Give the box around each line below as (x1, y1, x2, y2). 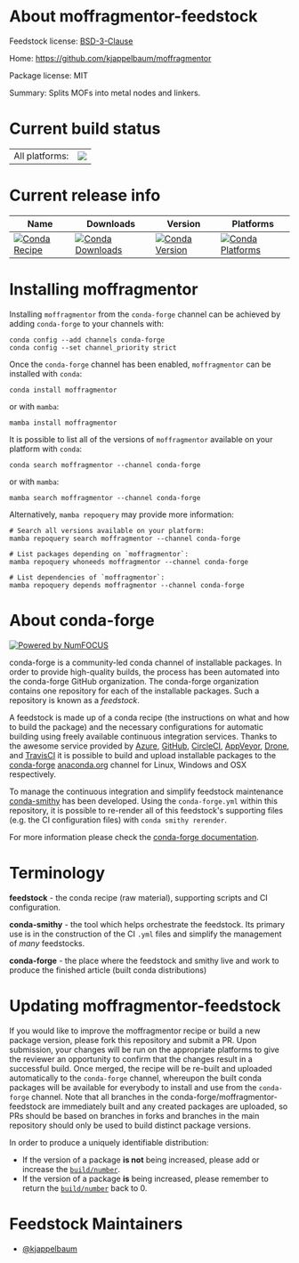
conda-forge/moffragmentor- (170, 1091, 278, 1102)
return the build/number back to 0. (21, 1182, 148, 1194)
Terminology (9, 862, 105, 883)
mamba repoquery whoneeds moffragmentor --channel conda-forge (9, 557, 249, 566)
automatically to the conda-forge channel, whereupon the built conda (9, 1073, 263, 1083)
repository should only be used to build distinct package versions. (9, 1120, 251, 1130)
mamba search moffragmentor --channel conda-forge (9, 493, 201, 502)
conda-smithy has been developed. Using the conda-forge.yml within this (9, 795, 279, 806)
